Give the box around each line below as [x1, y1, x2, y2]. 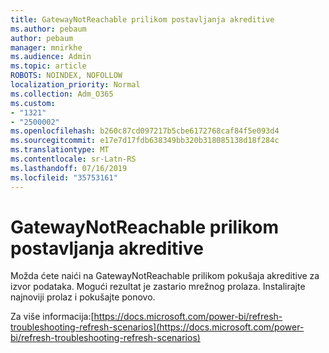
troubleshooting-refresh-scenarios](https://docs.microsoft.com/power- [10, 321, 305, 333]
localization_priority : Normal [10, 80, 141, 90]
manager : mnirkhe [10, 42, 83, 53]
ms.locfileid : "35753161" [10, 172, 118, 183]
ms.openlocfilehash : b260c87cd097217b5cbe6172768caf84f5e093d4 [10, 126, 280, 136]
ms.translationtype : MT [10, 145, 110, 155]
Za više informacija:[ [10, 311, 95, 323]
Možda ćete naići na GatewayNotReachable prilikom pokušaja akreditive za [10, 270, 320, 282]
